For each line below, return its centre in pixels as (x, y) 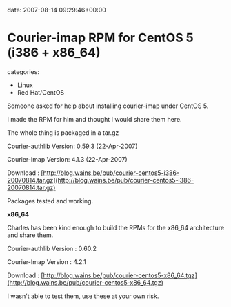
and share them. (30, 235)
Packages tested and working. (50, 201)
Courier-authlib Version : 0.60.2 (52, 248)
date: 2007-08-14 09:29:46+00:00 (57, 10)
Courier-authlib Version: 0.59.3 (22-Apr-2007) (72, 146)
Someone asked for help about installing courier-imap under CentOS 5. (108, 106)
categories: (23, 71)
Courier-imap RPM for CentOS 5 (101, 38)
